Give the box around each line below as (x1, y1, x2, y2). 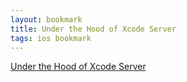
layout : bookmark (10, 14, 83, 25)
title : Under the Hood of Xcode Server (10, 24, 177, 34)
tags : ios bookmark (10, 33, 92, 43)
